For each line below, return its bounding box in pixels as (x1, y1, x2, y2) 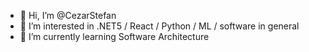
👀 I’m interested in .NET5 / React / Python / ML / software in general (19, 20, 300, 32)
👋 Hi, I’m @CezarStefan (19, 10, 117, 21)
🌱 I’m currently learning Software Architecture (19, 31, 210, 42)
